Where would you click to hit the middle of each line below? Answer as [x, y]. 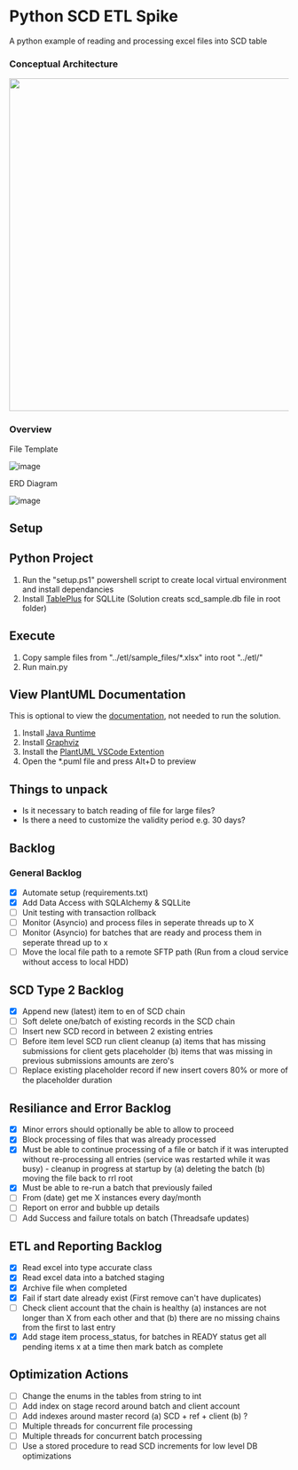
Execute [32, 636]
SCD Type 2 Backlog [67, 990]
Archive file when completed [74, 1287]
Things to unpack [59, 789]
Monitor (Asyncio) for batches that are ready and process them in [141, 932]
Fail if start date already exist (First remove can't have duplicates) [141, 1298]
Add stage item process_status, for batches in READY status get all [144, 1336]
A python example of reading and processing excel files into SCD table [138, 41]
